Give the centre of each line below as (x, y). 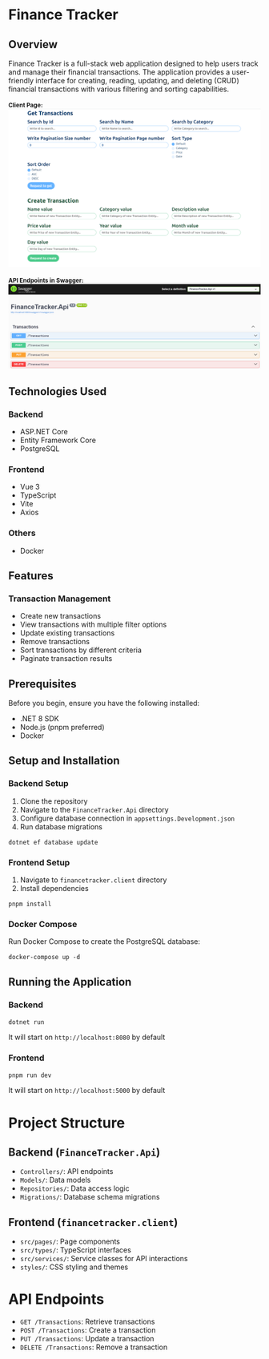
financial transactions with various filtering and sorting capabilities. (119, 89)
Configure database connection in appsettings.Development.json (127, 818)
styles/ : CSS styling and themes (74, 1267)
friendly (21, 81)
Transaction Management (60, 599)
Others (22, 533)
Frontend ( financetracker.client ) (93, 1222)
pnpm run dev (30, 1075)
